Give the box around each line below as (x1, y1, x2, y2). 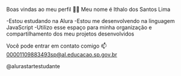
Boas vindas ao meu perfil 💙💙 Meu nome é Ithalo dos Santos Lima (6, 6, 171, 13)
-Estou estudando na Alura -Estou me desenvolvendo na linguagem (6, 17, 176, 24)
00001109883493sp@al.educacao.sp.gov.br (6, 51, 117, 58)
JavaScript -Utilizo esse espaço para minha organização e (6, 24, 153, 31)
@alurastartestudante (6, 63, 61, 69)
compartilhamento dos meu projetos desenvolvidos (6, 30, 134, 37)
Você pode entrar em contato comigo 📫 (6, 42, 107, 49)
